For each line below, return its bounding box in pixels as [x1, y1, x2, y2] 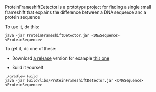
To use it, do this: [5, 24, 40, 30]
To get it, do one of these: [5, 46, 57, 51]
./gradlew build [5, 74, 38, 79]
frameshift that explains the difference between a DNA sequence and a [5, 9, 146, 15]
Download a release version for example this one [12, 55, 110, 61]
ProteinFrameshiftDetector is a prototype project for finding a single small [5, 4, 151, 10]
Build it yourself [12, 65, 43, 70]
